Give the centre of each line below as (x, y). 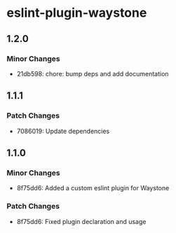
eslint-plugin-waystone (77, 13)
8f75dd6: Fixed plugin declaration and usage (81, 221)
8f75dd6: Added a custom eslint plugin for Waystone (93, 188)
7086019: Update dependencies (63, 131)
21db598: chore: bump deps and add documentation (93, 73)
